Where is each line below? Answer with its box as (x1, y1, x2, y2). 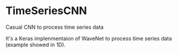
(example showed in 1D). (5, 41, 66, 48)
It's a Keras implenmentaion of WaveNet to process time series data (5, 35, 172, 42)
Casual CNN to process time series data (5, 23, 104, 31)
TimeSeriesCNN (5, 4, 88, 18)
